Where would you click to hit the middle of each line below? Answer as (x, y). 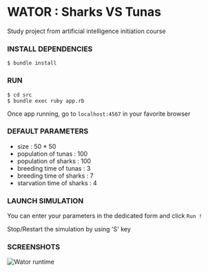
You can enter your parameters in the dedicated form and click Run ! (105, 216)
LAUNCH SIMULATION (45, 200)
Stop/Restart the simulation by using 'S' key (69, 229)
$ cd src (20, 95)
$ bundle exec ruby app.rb (46, 101)
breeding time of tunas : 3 (54, 168)
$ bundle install (32, 63)
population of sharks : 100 (54, 161)
